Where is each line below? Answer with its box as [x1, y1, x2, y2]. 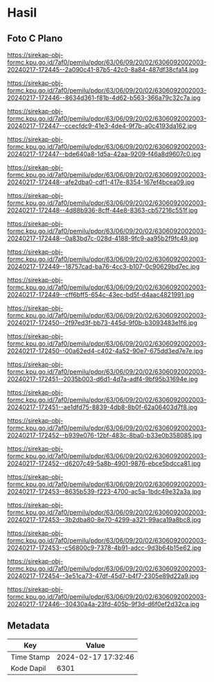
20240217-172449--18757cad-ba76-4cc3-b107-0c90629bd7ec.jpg [7, 262, 199, 271]
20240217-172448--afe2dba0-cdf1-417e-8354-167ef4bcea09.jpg [7, 178, 195, 186]
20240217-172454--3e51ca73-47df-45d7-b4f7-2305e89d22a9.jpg [7, 572, 199, 580]
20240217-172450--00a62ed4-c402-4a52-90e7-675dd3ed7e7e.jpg [7, 347, 203, 355]
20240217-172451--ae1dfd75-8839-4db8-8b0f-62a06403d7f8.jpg [7, 403, 198, 411]
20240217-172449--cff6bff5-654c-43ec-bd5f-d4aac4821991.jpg [7, 291, 195, 298]
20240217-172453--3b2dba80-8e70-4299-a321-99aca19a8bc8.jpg [7, 516, 202, 523]
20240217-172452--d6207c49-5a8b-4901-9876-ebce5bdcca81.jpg [7, 459, 201, 467]
